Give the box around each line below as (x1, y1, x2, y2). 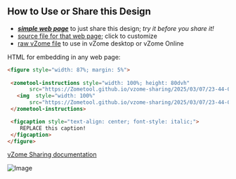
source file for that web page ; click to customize (17, 32, 158, 40)
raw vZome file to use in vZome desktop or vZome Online (17, 39, 184, 48)
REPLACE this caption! (20, 124, 86, 132)
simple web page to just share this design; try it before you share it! (17, 24, 214, 32)
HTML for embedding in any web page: (7, 53, 121, 61)
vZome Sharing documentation (7, 150, 97, 159)
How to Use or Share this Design (7, 6, 151, 18)
